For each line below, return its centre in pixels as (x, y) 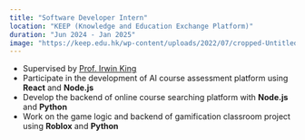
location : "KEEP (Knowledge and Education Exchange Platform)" (132, 26)
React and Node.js (58, 88)
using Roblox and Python (70, 126)
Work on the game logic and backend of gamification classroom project (156, 117)
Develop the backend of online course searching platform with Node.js (155, 98)
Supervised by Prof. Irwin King (79, 69)
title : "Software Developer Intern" (79, 18)
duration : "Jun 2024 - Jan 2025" (73, 34)
